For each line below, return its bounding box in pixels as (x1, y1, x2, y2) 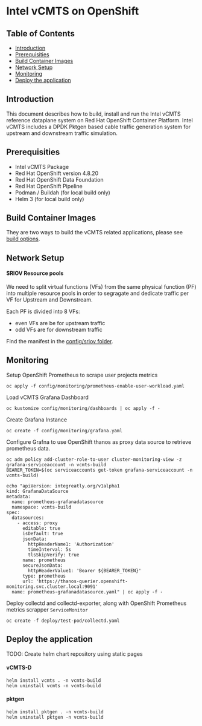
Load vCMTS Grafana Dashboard (6, 394, 89, 401)
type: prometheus (22, 573, 66, 579)
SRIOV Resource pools (6, 269, 64, 277)
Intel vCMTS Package (14, 163, 69, 170)
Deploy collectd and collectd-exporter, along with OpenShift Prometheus (6, 599, 187, 607)
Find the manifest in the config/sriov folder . (6, 338, 113, 345)
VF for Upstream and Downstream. (6, 296, 93, 303)
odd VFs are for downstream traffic (14, 326, 103, 334)
